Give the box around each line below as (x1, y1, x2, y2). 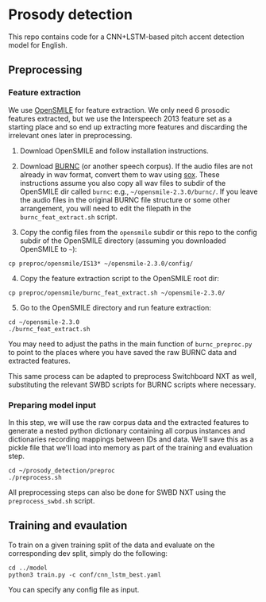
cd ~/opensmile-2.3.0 (8, 318, 80, 326)
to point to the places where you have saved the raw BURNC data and (8, 347, 237, 357)
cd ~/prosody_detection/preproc (8, 466, 115, 474)
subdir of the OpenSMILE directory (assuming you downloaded (19, 236, 226, 245)
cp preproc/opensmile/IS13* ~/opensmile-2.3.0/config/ (8, 260, 194, 268)
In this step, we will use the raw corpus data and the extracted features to (8, 417, 249, 426)
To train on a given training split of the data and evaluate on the (8, 540, 215, 550)
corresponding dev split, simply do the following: (8, 548, 168, 558)
